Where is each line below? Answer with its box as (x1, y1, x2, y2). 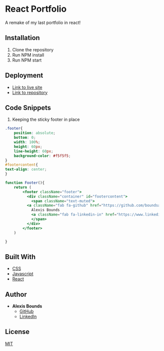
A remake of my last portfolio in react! (5, 20, 81, 25)
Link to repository (12, 89, 48, 95)
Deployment (5, 71, 43, 80)
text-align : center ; (5, 167, 47, 172)
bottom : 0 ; (14, 135, 36, 140)
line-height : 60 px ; (14, 149, 54, 154)
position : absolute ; (14, 131, 56, 135)
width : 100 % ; (14, 140, 41, 145)
